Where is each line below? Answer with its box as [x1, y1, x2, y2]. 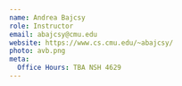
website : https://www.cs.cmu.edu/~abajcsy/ [9, 38, 174, 47]
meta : [9, 55, 29, 64]
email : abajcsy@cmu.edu [9, 30, 98, 39]
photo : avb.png [9, 47, 66, 56]
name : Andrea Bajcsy [9, 13, 87, 22]
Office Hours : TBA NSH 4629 [17, 64, 122, 73]
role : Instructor [9, 21, 74, 30]
